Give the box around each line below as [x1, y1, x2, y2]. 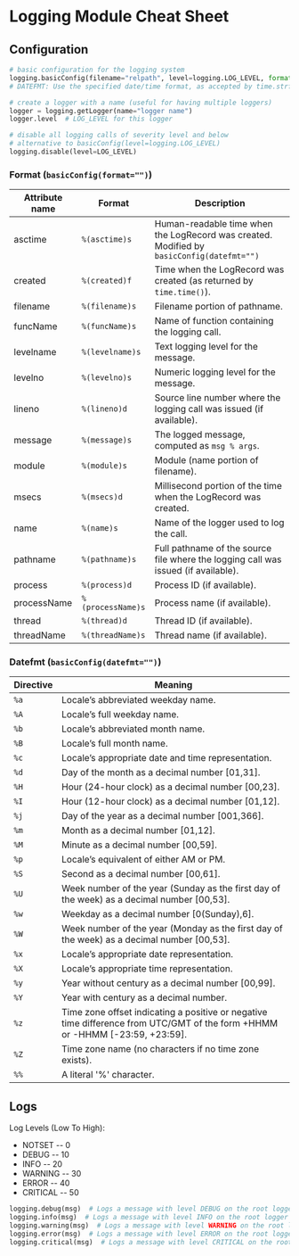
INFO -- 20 [21, 1159, 63, 1169]
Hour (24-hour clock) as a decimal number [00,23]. [61, 781, 280, 793]
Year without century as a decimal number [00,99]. [61, 977, 276, 989]
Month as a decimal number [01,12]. [61, 824, 215, 837]
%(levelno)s [81, 373, 132, 383]
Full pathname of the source [154, 542, 272, 555]
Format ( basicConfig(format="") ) [9, 168, 153, 180]
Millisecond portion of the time [154, 480, 282, 492]
